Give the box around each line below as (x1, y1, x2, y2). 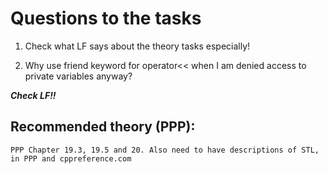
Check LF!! (10, 89, 57, 101)
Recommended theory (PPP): (10, 118, 196, 136)
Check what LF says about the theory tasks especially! (24, 40, 251, 52)
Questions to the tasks (10, 7, 202, 30)
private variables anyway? (24, 70, 133, 82)
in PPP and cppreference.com (10, 153, 132, 164)
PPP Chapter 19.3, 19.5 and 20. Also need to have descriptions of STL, (10, 145, 320, 155)
